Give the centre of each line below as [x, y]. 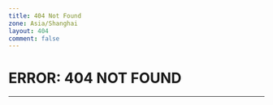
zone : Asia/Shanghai [43, 23]
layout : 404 [28, 31]
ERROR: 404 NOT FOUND [95, 78]
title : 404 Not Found [45, 16]
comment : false [34, 38]
